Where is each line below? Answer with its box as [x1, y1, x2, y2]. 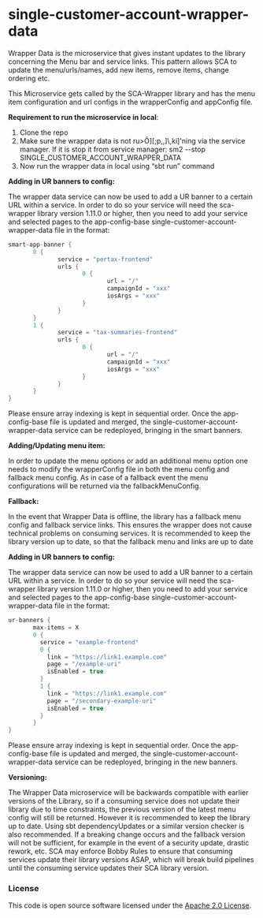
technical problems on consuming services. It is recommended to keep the [8, 528, 250, 538]
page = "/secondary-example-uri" [46, 696, 157, 705]
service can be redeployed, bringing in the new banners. [54, 757, 239, 767]
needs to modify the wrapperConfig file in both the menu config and [8, 465, 230, 474]
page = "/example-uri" [46, 660, 122, 668]
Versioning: [8, 773, 47, 782]
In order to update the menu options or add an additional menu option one [8, 456, 248, 466]
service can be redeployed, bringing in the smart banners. [54, 426, 243, 435]
